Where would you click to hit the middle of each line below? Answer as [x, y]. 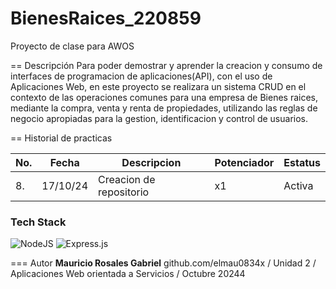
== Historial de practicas [61, 138]
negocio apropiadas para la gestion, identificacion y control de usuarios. [159, 118]
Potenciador [244, 162]
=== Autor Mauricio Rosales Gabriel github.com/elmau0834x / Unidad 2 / [163, 263]
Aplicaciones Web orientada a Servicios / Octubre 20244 [128, 274]
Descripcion [151, 162]
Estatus [302, 162]
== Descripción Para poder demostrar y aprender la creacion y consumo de [166, 65]
